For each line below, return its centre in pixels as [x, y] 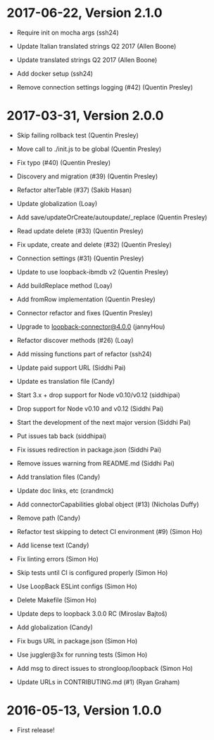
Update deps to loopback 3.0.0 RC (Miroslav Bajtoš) [92, 613]
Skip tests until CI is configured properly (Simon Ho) [92, 572]
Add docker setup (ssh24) [55, 73]
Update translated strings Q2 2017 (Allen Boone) [87, 60]
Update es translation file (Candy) [66, 381]
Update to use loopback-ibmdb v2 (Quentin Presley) [93, 272]
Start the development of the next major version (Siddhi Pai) [104, 422]
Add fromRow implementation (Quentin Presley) [86, 299]
